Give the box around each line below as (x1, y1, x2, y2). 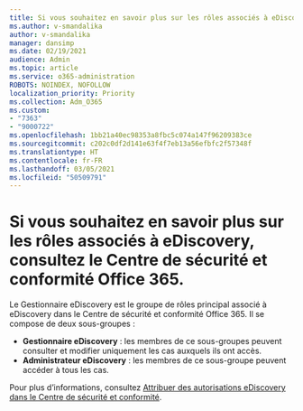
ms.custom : (9, 106, 50, 115)
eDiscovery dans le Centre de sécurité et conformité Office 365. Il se (9, 309, 265, 320)
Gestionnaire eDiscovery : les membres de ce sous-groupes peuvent (22, 336, 282, 347)
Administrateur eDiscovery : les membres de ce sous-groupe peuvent (22, 355, 287, 366)
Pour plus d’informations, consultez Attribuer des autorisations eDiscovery (9, 382, 286, 393)
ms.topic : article (9, 64, 78, 73)
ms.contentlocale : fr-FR (9, 155, 103, 165)
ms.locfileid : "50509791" (9, 173, 106, 182)
